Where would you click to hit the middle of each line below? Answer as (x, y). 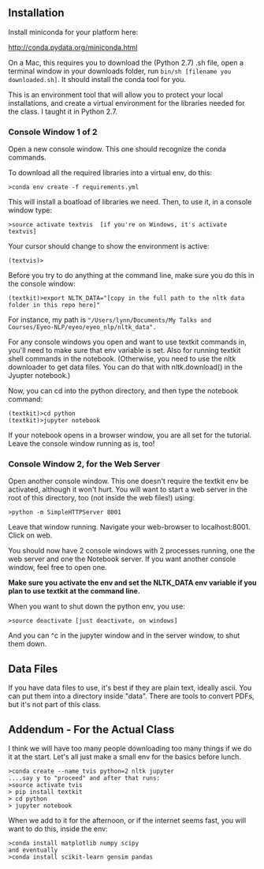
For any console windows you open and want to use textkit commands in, (127, 342)
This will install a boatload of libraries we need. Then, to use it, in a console (130, 202)
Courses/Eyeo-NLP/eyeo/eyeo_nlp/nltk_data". (82, 328)
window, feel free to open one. (58, 567)
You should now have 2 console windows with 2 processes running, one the (132, 551)
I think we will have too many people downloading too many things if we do (130, 748)
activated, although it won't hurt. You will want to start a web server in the (128, 489)
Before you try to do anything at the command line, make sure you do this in (131, 275)
